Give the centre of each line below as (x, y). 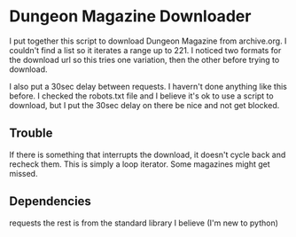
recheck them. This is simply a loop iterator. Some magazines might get (140, 164)
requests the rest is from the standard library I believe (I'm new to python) (144, 223)
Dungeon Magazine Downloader (130, 16)
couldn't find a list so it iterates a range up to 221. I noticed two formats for (145, 50)
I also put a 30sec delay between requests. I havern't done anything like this (148, 86)
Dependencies (50, 201)
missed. (23, 173)
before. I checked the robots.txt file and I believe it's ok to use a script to (141, 96)
